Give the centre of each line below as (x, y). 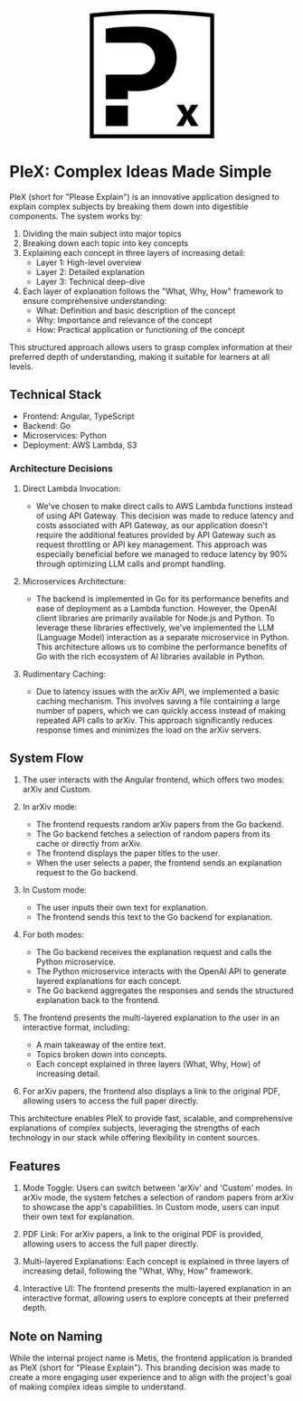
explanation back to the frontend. (98, 1000)
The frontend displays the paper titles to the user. (128, 853)
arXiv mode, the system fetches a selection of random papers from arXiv (158, 1197)
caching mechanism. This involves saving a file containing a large (158, 701)
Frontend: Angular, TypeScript (78, 416)
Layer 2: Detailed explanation (90, 271)
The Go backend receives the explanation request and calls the (154, 952)
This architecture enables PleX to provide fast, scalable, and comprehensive (151, 1119)
